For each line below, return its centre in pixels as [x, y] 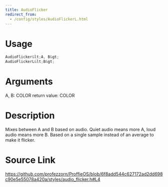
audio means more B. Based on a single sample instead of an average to [79, 135]
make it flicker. [20, 140]
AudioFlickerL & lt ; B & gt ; [30, 62]
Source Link [30, 160]
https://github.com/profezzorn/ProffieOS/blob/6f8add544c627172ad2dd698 [84, 174]
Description [30, 116]
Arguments [29, 82]
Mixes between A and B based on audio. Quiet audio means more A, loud [80, 129]
